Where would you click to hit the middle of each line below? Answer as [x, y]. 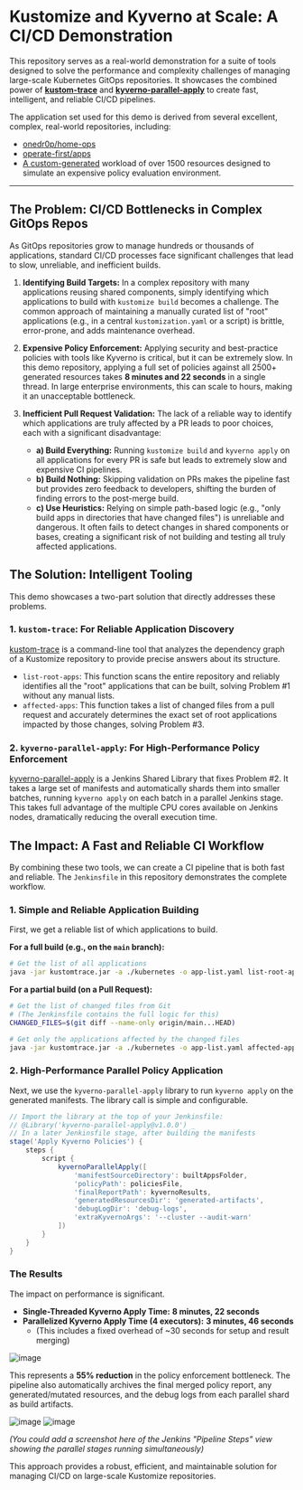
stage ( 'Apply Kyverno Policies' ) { [76, 1142]
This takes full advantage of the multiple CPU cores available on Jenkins [144, 807]
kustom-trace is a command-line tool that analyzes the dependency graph [147, 649]
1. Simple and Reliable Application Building [104, 910]
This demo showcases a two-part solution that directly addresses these [142, 596]
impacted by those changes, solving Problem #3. [113, 724]
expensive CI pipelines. [79, 469]
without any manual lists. [69, 695]
